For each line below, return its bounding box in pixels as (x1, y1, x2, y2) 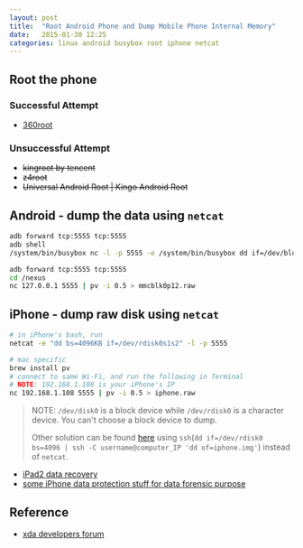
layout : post (9, 13, 59, 23)
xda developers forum (22, 529, 105, 540)
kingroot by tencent (22, 163, 96, 173)
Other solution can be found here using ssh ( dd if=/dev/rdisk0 (31, 432, 263, 443)
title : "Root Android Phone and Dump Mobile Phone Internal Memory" (9, 22, 277, 31)
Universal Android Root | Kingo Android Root (22, 181, 188, 192)
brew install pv (9, 363, 70, 373)
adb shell (9, 240, 47, 249)
